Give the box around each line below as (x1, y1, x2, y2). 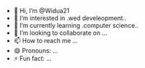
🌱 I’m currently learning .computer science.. (13, 22, 139, 29)
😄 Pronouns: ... (13, 46, 59, 55)
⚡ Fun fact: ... (13, 54, 52, 62)
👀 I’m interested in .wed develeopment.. (13, 14, 126, 22)
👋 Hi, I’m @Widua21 (13, 7, 70, 15)
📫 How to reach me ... (13, 37, 78, 44)
